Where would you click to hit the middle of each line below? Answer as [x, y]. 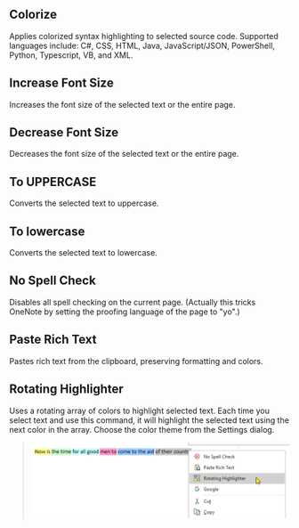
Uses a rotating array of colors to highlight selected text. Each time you [139, 410]
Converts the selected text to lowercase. [83, 253]
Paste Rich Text [53, 340]
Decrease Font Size [64, 133]
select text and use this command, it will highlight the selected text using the [149, 420]
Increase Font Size [61, 83]
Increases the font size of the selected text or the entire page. [122, 104]
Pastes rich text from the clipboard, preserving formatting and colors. [137, 361]
